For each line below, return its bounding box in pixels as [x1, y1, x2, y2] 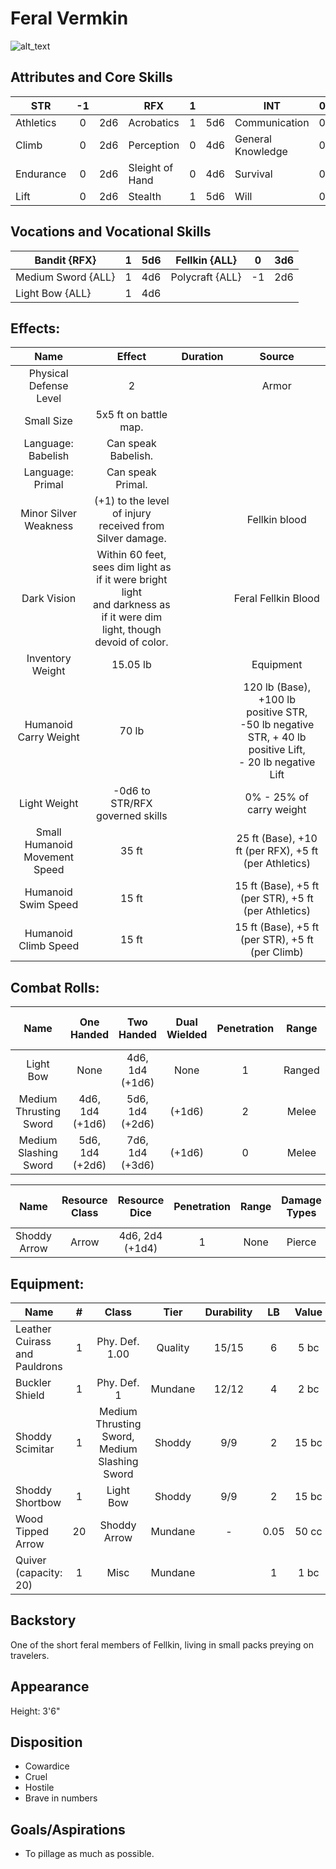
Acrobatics [128, 115, 180, 129]
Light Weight [18, 797, 79, 811]
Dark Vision [21, 592, 77, 606]
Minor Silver [20, 507, 78, 521]
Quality [156, 1341, 190, 1354]
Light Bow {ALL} [15, 286, 92, 300]
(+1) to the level [94, 494, 170, 508]
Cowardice [24, 1760, 70, 1772]
